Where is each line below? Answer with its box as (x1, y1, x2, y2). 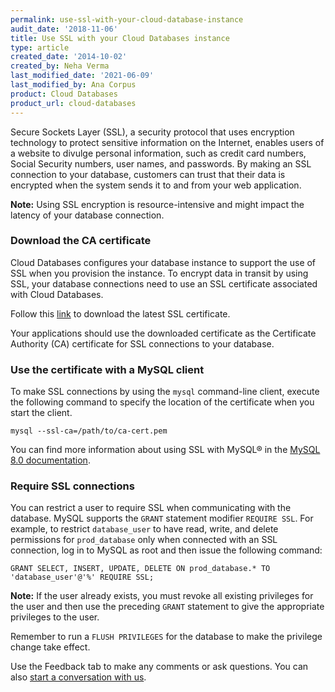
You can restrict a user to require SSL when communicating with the (10, 502, 292, 514)
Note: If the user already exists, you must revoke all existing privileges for (10, 590, 314, 602)
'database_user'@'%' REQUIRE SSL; (10, 572, 155, 583)
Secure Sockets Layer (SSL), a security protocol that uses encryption (10, 126, 295, 138)
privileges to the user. (10, 611, 100, 623)
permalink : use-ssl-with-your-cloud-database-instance (10, 14, 244, 25)
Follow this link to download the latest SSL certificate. (10, 307, 231, 320)
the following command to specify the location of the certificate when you (10, 396, 315, 408)
